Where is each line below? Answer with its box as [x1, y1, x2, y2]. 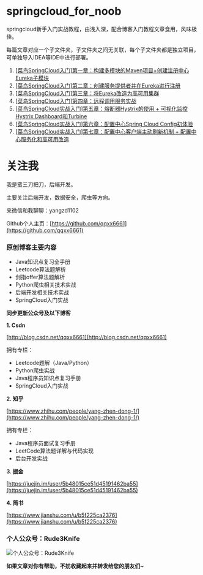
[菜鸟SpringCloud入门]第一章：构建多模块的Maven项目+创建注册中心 [15, 66, 190, 74]
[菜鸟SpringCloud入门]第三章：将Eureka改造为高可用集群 [15, 89, 160, 97]
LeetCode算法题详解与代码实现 [15, 447, 94, 454]
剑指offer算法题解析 [15, 274, 65, 281]
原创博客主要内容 [6, 243, 57, 252]
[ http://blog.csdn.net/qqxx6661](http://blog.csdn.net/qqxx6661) [6, 334, 167, 341]
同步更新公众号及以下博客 [6, 309, 71, 317]
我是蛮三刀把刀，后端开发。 [6, 181, 76, 188]
